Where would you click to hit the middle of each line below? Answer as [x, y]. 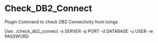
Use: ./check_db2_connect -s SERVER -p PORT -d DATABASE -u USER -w [79, 31]
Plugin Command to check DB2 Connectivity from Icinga [61, 22]
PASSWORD [17, 36]
